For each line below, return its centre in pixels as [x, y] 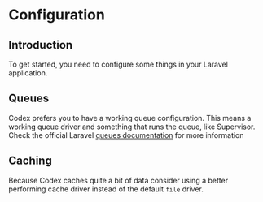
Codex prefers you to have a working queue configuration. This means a [130, 118]
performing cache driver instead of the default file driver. [106, 189]
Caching [31, 161]
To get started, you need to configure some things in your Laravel [118, 64]
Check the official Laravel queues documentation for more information [126, 135]
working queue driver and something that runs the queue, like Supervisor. [132, 127]
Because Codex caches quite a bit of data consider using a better [118, 180]
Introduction [41, 45]
